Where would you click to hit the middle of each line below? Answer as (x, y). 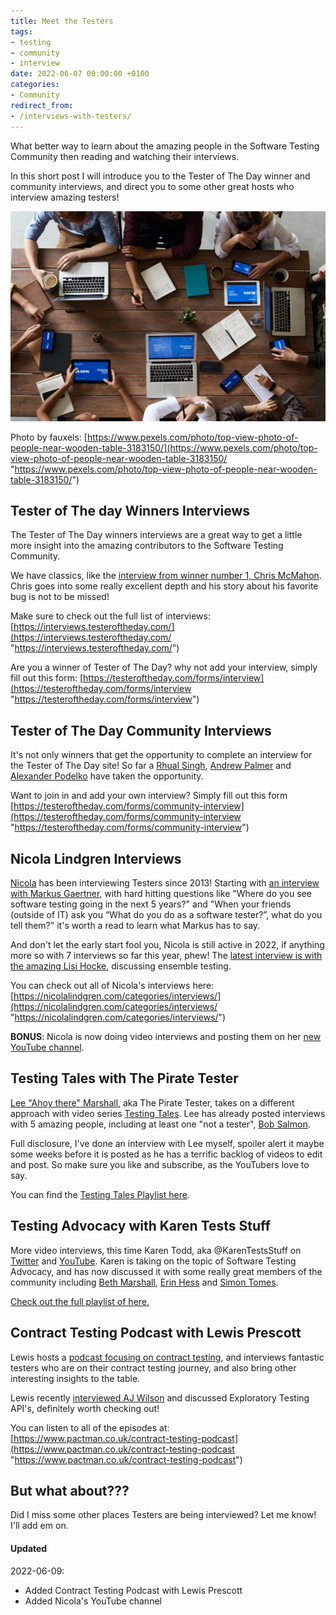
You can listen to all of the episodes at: (90, 1427)
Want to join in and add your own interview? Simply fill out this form (149, 796)
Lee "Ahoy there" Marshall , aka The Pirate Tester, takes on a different (152, 1102)
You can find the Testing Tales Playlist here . (100, 1194)
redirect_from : (42, 105)
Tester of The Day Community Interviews (141, 730)
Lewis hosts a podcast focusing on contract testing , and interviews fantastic (167, 1357)
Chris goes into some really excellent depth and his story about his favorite (164, 586)
